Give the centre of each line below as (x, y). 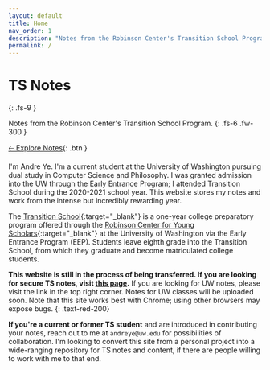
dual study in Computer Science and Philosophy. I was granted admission (130, 175)
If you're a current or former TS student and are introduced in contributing (133, 325)
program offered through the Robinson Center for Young (102, 225)
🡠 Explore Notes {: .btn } (48, 148)
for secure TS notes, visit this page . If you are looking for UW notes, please (135, 283)
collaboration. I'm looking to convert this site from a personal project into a (132, 342)
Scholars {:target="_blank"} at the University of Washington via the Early (127, 233)
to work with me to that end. (55, 359)
